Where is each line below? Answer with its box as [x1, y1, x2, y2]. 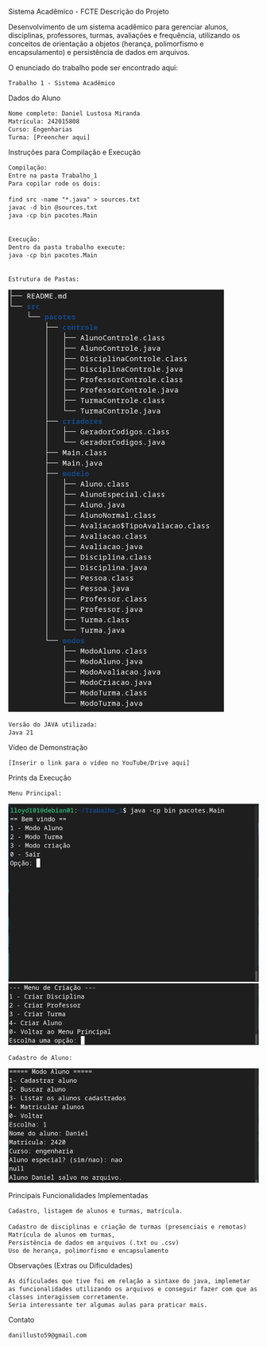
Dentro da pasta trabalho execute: [8, 243, 126, 251]
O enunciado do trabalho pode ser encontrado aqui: [8, 63, 179, 72]
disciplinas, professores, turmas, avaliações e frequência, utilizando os [8, 31, 241, 40]
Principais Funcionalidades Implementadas [8, 1190, 149, 1200]
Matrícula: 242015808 [8, 118, 80, 126]
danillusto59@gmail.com [8, 1331, 87, 1339]
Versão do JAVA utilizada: [8, 721, 98, 729]
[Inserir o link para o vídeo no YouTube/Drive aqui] [8, 759, 191, 767]
